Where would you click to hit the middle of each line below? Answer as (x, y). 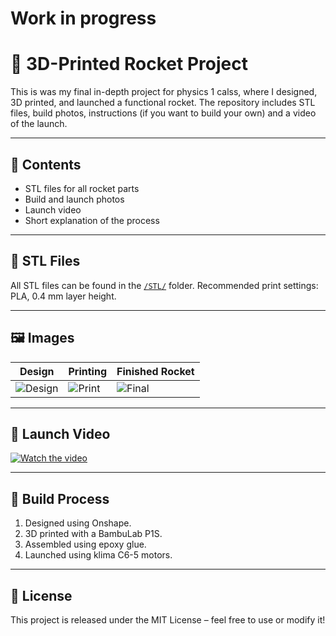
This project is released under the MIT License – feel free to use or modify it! (168, 620)
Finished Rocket (155, 371)
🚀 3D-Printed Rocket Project (129, 64)
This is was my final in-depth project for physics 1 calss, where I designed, (164, 92)
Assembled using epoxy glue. (85, 544)
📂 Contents (46, 164)
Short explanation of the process (92, 220)
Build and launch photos (74, 199)
